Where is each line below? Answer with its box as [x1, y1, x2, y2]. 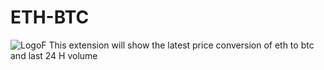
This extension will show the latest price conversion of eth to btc [48, 39, 315, 51]
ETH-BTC [10, 6, 90, 29]
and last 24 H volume [10, 49, 98, 61]
